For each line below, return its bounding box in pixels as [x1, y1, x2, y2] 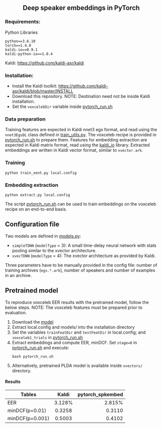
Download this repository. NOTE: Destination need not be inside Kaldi [12, 93, 150, 99]
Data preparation [5, 116, 46, 122]
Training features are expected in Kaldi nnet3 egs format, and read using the [5, 127, 157, 133]
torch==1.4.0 [5, 43, 31, 48]
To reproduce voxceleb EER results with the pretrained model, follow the [5, 299, 149, 305]
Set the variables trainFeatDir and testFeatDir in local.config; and [12, 329, 146, 335]
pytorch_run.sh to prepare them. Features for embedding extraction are [5, 137, 147, 143]
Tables [20, 391, 37, 397]
